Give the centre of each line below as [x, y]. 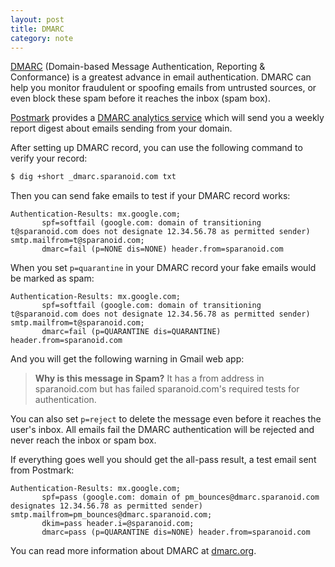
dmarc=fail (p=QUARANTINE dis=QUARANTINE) [131, 332]
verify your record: [49, 158]
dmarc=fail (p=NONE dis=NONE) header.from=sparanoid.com [162, 249]
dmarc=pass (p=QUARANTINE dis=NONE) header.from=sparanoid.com [176, 532]
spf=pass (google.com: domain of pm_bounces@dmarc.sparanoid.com [180, 497]
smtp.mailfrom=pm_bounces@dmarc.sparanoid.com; [111, 515]
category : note [42, 38]
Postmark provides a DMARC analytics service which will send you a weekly [167, 118]
